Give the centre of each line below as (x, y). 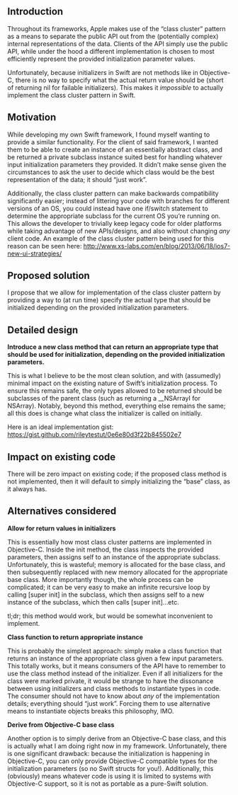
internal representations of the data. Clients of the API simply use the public (118, 44)
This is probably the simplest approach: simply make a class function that (114, 651)
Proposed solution (49, 276)
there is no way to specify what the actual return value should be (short (120, 80)
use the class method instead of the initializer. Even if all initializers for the (115, 673)
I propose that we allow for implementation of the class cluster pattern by (114, 292)
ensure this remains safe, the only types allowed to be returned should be (115, 391)
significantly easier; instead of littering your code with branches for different (119, 200)
